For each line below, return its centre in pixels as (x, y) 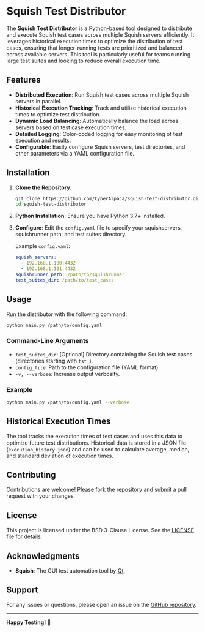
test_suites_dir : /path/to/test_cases (64, 280)
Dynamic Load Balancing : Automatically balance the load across (97, 121)
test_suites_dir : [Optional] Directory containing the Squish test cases (104, 354)
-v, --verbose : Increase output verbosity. (67, 374)
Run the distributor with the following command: (67, 314)
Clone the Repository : (43, 187)
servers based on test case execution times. (71, 127)
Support (22, 590)
